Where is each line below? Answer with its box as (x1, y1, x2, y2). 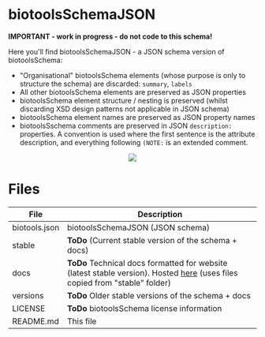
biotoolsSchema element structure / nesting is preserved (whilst (19, 95, 229, 105)
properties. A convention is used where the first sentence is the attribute (19, 129, 256, 139)
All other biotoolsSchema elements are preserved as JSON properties (19, 87, 247, 96)
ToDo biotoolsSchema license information (66, 302, 222, 313)
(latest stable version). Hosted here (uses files (66, 267, 238, 278)
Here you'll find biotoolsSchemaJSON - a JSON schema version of (8, 47, 225, 56)
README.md (12, 316, 59, 327)
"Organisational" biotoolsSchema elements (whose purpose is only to (19, 70, 246, 80)
